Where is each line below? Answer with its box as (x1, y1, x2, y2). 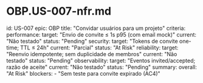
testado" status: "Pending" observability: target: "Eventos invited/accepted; (6, 57, 196, 64)
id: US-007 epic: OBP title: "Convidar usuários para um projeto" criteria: (6, 24, 186, 32)
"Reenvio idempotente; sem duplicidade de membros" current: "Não (6, 50, 177, 57)
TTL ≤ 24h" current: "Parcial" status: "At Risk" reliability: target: (20, 44, 179, 51)
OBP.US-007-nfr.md (6, 4, 111, 18)
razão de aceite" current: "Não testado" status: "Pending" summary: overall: (6, 63, 198, 71)
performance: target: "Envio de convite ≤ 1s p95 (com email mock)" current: (6, 31, 196, 38)
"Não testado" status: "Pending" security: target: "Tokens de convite (6, 37, 178, 45)
